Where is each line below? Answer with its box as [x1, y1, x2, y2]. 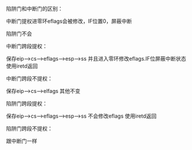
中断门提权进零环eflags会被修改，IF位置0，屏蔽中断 [6, 18, 133, 25]
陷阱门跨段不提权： [6, 125, 53, 132]
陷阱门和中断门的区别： [6, 5, 63, 12]
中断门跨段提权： [6, 43, 48, 49]
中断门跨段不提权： [6, 75, 53, 82]
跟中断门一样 [6, 138, 37, 144]
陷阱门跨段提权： [6, 100, 48, 107]
